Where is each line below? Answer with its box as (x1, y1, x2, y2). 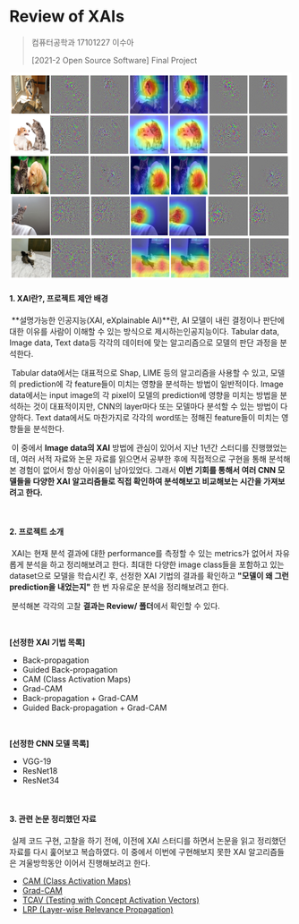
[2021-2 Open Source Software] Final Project (30, 55, 198, 65)
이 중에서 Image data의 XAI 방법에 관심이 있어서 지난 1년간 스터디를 (11, 442, 250, 453)
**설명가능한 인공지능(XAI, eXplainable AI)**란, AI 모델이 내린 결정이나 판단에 (11, 315, 285, 326)
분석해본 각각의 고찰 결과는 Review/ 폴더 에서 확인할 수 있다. (11, 600, 221, 611)
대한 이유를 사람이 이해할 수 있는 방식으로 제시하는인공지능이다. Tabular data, (9, 326, 280, 336)
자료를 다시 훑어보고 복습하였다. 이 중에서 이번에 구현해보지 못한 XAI (9, 847, 247, 858)
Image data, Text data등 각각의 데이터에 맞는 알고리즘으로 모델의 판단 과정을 (9, 337, 278, 348)
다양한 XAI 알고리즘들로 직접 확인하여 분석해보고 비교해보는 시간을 (32, 476, 262, 487)
